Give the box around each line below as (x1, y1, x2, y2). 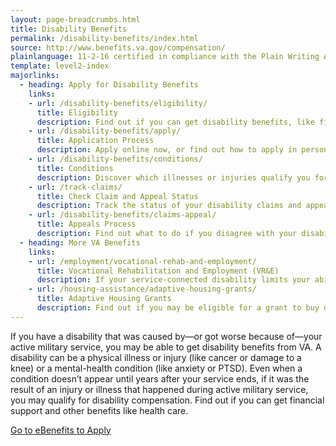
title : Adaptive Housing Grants (36, 294, 172, 304)
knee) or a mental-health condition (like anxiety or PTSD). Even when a (10, 362, 303, 374)
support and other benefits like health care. (10, 404, 189, 416)
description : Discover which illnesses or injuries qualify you (36, 172, 311, 183)
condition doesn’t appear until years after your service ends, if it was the (10, 372, 310, 385)
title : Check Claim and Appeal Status (36, 191, 199, 201)
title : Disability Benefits (10, 24, 128, 34)
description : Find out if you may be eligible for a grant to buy (36, 303, 320, 313)
